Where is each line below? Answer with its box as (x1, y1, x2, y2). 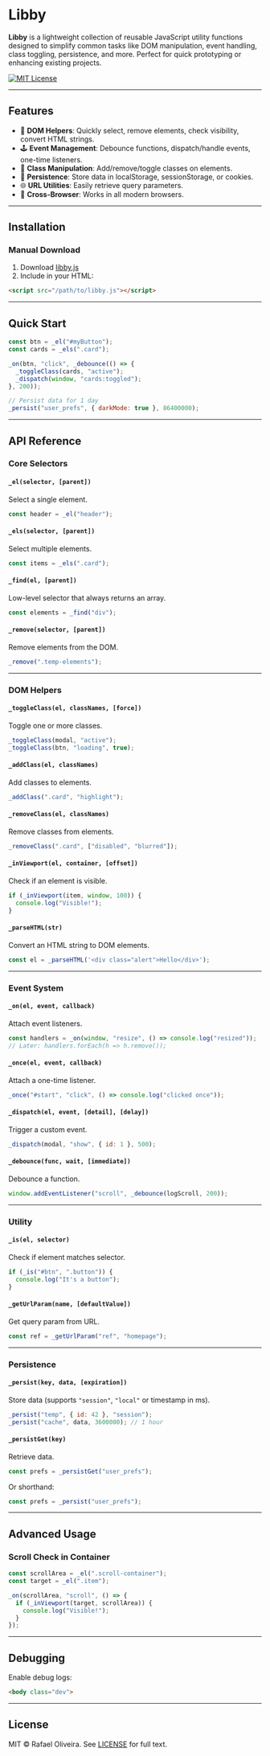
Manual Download (8, 244, 81, 256)
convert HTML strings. (19, 134, 95, 144)
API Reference (8, 434, 82, 448)
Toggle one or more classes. (8, 720, 103, 730)
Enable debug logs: (8, 1672, 72, 1682)
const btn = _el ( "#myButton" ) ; (8, 338, 113, 347)
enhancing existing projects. (8, 58, 102, 68)
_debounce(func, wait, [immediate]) (8, 1158, 131, 1166)
